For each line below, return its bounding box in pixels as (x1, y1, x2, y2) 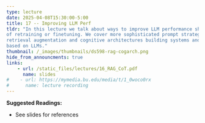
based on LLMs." (6, 43, 48, 49)
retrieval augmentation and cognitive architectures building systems (6, 37, 190, 43)
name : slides (22, 71, 56, 77)
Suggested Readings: (6, 99, 62, 107)
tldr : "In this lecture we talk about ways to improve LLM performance (6, 26, 192, 32)
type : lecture (6, 9, 43, 15)
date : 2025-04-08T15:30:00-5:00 (6, 15, 88, 21)
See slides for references (15, 111, 79, 118)
